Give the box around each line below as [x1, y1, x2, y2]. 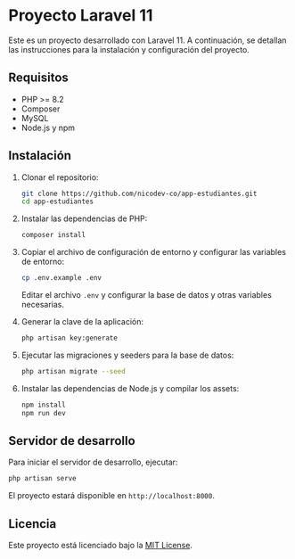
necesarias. [20, 300, 64, 310]
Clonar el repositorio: [20, 171, 99, 183]
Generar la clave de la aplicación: [20, 316, 144, 327]
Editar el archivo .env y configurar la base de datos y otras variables [20, 290, 273, 300]
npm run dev [20, 408, 66, 417]
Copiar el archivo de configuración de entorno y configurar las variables [20, 247, 287, 258]
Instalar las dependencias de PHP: [20, 213, 148, 224]
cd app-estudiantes [20, 197, 94, 206]
